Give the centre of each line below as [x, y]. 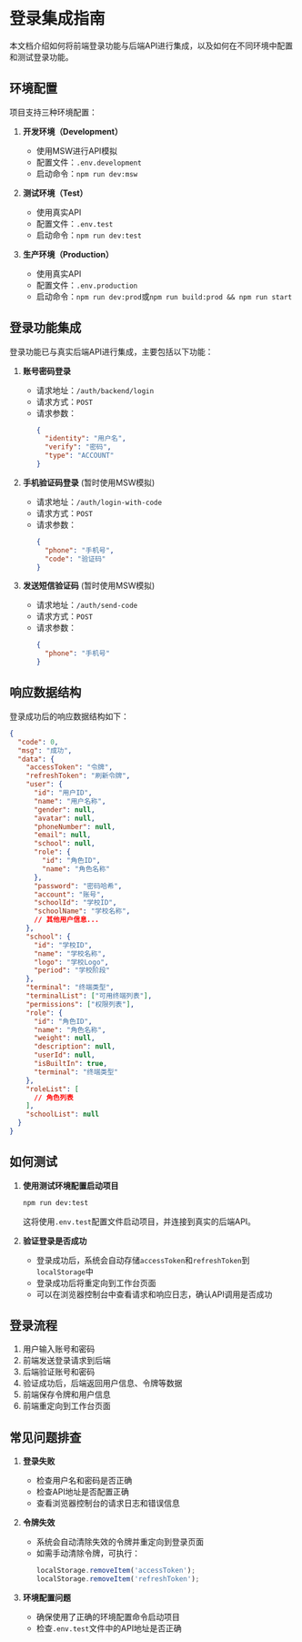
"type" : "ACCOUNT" [79, 456]
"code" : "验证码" [75, 559]
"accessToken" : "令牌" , [70, 767]
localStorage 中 [65, 1272]
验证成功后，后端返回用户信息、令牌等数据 [102, 1384]
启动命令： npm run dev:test [89, 235]
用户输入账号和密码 [59, 1349]
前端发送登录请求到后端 [66, 1361]
